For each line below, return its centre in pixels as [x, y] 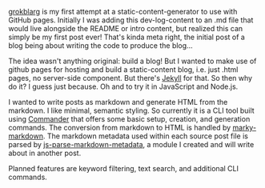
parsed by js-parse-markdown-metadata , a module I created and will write [131, 144]
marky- [245, 128]
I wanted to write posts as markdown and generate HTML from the [118, 102]
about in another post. [45, 153]
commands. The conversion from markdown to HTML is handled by [120, 128]
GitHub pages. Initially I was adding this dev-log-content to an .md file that [131, 20]
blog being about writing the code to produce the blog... [101, 46]
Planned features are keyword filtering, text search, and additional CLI [123, 168]
